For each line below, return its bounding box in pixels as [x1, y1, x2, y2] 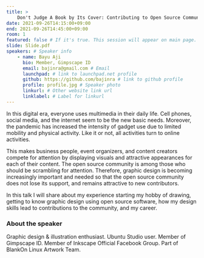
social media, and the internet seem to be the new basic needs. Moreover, [6, 116, 192, 124]
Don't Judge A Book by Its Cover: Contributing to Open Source [17, 15, 181, 21]
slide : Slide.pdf [6, 43, 50, 49]
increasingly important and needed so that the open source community [6, 173, 184, 180]
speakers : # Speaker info [6, 48, 72, 55]
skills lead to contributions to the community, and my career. [6, 204, 158, 211]
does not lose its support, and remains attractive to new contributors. [6, 179, 179, 187]
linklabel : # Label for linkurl [22, 93, 104, 99]
